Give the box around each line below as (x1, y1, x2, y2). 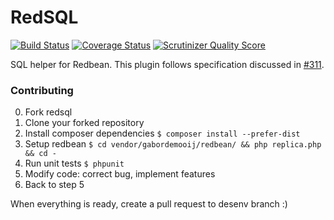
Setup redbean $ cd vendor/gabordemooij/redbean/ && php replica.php (24, 138, 322, 150)
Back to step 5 (24, 179, 85, 191)
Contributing (10, 83, 74, 97)
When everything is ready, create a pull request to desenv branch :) (10, 198, 288, 210)
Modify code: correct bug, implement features (24, 168, 216, 180)
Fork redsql (24, 106, 73, 118)
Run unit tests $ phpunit (24, 157, 125, 170)
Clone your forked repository (24, 117, 145, 129)
